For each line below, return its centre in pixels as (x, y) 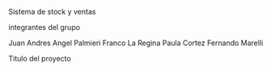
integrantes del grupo (44, 27)
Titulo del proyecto (40, 58)
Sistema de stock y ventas (52, 12)
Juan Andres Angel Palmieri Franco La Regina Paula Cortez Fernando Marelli (136, 43)
